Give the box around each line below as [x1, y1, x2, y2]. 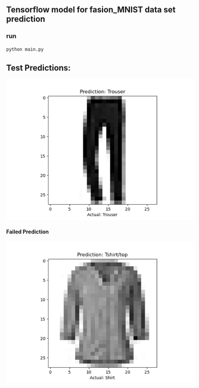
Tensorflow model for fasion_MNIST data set [6, 5, 176, 15]
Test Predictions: [6, 63, 71, 73]
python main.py [6, 46, 44, 53]
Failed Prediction [6, 228, 49, 235]
